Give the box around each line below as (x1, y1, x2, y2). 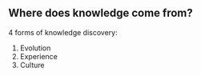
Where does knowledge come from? (8, 6, 194, 20)
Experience (19, 51, 58, 61)
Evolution (19, 43, 51, 53)
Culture (19, 60, 45, 70)
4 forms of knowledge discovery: (8, 27, 118, 37)
